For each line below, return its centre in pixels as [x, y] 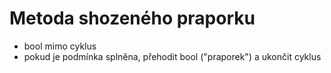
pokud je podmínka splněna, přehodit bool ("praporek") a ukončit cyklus [172, 56]
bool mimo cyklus [60, 46]
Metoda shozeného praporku [132, 18]
